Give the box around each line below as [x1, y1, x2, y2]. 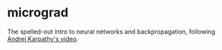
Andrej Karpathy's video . [7, 34, 79, 42]
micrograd [7, 5, 69, 21]
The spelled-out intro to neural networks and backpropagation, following [7, 27, 216, 36]
